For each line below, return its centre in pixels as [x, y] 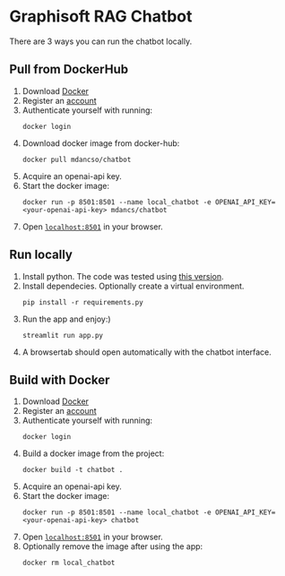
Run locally [41, 255]
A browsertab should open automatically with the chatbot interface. [147, 352]
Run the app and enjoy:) [66, 319]
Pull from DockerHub [69, 69]
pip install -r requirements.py [82, 302]
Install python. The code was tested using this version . [123, 276]
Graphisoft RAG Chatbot [101, 17]
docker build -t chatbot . [73, 470]
